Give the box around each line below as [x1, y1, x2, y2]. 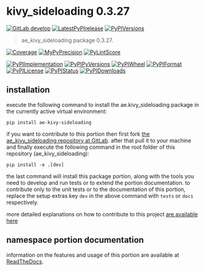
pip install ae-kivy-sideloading [6, 119, 92, 125]
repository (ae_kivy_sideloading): [6, 149, 90, 157]
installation [6, 85, 50, 95]
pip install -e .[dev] [6, 162, 64, 168]
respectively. [6, 198, 39, 206]
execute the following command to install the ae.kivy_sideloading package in [6, 101, 199, 108]
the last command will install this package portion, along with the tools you [6, 172, 195, 179]
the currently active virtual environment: [6, 108, 107, 115]
